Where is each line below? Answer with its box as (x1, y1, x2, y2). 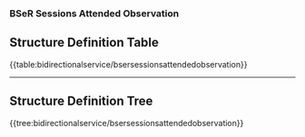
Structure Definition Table (9, 35, 159, 50)
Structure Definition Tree (9, 94, 153, 109)
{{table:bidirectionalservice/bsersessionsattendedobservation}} (9, 59, 248, 69)
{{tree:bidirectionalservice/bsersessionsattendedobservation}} (9, 117, 244, 128)
